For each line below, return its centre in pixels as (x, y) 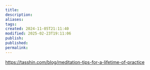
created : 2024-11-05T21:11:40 (37, 29)
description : (19, 15)
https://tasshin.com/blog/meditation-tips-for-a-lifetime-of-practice (75, 62)
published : (17, 43)
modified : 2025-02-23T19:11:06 (38, 33)
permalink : (17, 48)
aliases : (14, 19)
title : (12, 10)
